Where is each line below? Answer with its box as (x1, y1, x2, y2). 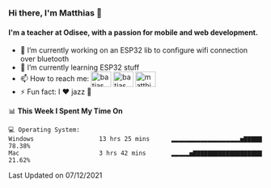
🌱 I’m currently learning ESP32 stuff (19, 62, 140, 72)
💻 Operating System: (8, 126, 81, 135)
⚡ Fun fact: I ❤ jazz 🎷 (19, 87, 92, 96)
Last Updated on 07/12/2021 (8, 170, 103, 181)
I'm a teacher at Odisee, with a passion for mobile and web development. (8, 28, 259, 37)
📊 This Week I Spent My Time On (8, 106, 123, 116)
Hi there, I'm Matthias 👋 (8, 7, 103, 19)
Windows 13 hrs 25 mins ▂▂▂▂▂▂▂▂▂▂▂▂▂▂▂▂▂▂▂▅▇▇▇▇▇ (8, 135, 263, 143)
